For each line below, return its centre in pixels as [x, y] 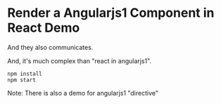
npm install [25, 74]
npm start [22, 80]
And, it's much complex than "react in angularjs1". [80, 60]
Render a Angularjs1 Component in [111, 13]
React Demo [44, 28]
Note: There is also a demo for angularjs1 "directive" [83, 93]
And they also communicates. [50, 47]
